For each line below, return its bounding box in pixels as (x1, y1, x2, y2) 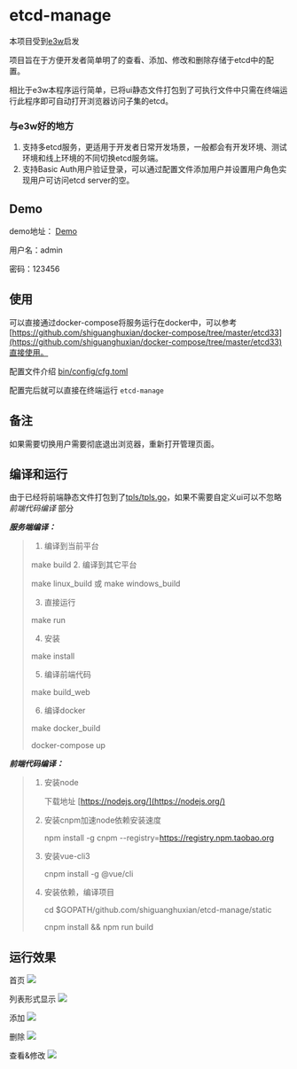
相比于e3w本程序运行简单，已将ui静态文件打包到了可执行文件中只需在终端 (9, 84, 280, 95)
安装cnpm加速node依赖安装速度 (43, 815, 162, 825)
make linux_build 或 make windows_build (30, 578, 181, 589)
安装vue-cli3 (43, 851, 90, 862)
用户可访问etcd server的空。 (29, 175, 135, 186)
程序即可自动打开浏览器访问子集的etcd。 (24, 95, 174, 106)
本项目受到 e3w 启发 (9, 35, 80, 46)
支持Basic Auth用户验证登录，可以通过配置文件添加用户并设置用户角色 (21, 164, 279, 175)
